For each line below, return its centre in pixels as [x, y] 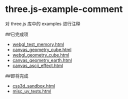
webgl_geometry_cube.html [41, 55]
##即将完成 [17, 75]
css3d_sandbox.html [34, 85]
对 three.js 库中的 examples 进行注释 [43, 23]
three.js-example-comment [64, 9]
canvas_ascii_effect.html [38, 65]
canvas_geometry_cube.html [42, 49]
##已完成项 [17, 34]
